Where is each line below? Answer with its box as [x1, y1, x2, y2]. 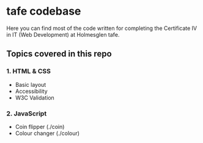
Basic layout [15, 81, 46, 88]
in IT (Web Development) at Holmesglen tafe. [6, 31, 120, 38]
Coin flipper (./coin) [15, 123, 65, 130]
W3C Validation [15, 94, 55, 101]
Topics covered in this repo [6, 49, 112, 59]
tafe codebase [6, 4, 81, 18]
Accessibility [15, 87, 48, 95]
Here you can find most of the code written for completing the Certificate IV [6, 24, 197, 32]
